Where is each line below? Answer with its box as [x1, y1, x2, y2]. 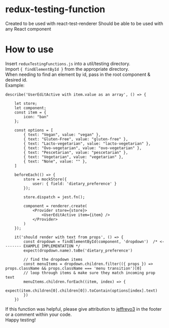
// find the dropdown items [23, 257, 83, 262]
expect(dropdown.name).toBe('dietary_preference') [23, 248, 133, 253]
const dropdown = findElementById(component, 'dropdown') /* [23, 239, 158, 244]
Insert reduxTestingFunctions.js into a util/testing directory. [5, 60, 130, 67]
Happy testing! [5, 317, 36, 323]
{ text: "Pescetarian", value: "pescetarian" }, [23, 150, 128, 155]
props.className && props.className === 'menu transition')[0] [5, 266, 142, 271]
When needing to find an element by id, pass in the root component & [5, 71, 151, 77]
